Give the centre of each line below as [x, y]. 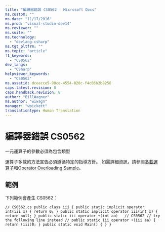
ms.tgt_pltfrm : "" [24, 46]
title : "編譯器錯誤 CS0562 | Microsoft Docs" [51, 10]
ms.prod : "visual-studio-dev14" [38, 23]
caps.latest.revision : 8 [31, 88]
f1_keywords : [19, 56]
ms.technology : [21, 38]
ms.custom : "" [20, 14]
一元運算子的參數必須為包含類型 [38, 151]
